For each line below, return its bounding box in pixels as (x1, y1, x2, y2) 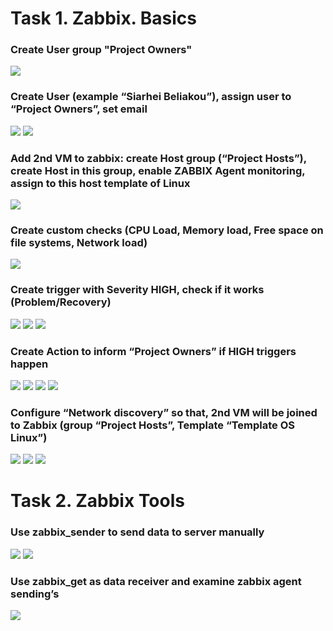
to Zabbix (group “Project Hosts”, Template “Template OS (10, 418, 296, 432)
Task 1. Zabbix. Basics (10, 7, 197, 30)
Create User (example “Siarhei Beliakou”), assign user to (10, 90, 292, 104)
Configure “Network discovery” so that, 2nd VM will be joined (10, 405, 318, 419)
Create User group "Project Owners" (10, 43, 193, 57)
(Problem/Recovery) (10, 295, 112, 309)
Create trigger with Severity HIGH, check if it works (10, 283, 265, 297)
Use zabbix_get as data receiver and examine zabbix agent (10, 574, 302, 588)
